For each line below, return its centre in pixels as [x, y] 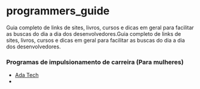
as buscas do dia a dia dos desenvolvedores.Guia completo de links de [94, 33]
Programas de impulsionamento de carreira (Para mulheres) [95, 62]
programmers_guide [58, 11]
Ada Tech [27, 75]
